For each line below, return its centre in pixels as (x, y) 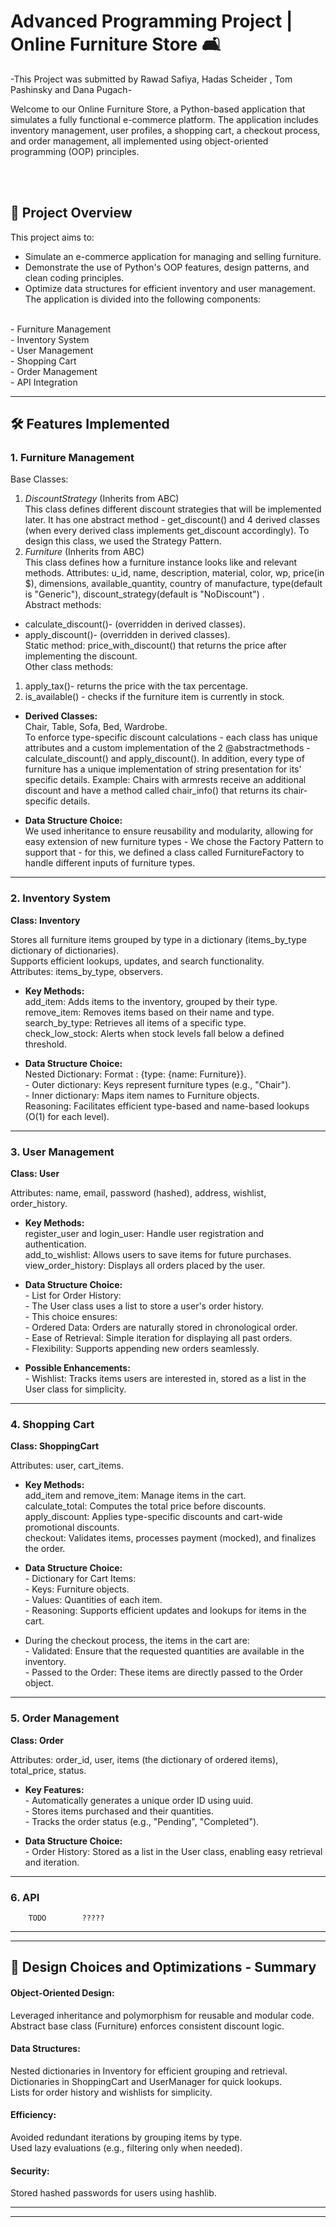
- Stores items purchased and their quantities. (119, 1811)
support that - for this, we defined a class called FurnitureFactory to (164, 852)
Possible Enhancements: (77, 1368)
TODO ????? (66, 1918)
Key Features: (54, 1789)
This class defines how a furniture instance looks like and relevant (161, 562)
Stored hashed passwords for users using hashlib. (113, 2193)
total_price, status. (48, 1770)
